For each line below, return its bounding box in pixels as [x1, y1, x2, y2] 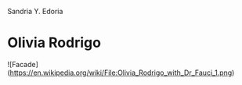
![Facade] [7, 59, 38, 69]
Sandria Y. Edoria [7, 7, 63, 16]
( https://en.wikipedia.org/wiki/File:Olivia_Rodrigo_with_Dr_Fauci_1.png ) [7, 68, 235, 77]
